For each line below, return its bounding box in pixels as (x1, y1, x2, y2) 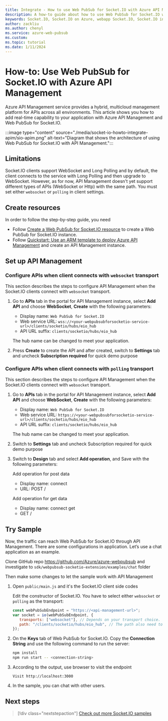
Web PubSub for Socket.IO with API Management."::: (5, 140, 113, 146)
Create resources (5, 203, 61, 212)
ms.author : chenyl (5, 26, 43, 31)
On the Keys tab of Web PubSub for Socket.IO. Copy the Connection (12, 636, 155, 642)
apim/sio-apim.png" (5, 134, 46, 140)
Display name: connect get (19, 505, 75, 511)
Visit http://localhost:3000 (12, 674, 73, 679)
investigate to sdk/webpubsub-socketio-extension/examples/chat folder (5, 564, 151, 570)
